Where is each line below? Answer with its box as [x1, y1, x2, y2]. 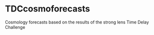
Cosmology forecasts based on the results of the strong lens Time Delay [5, 19, 149, 25]
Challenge [5, 24, 26, 30]
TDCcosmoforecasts [5, 3, 90, 14]
